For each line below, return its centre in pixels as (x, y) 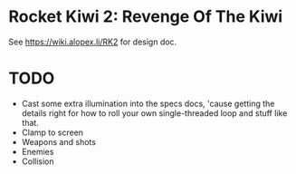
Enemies (38, 151)
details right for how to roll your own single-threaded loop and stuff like (154, 113)
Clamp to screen (52, 132)
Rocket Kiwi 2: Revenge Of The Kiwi (146, 17)
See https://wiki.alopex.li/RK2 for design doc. (93, 42)
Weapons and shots (59, 141)
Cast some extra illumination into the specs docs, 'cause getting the (148, 103)
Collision (38, 161)
